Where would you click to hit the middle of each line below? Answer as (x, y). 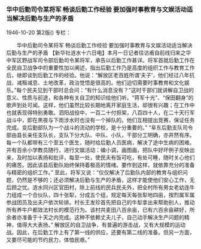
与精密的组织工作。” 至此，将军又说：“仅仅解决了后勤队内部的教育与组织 (95, 172)
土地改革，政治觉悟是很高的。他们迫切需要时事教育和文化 (113, 83)
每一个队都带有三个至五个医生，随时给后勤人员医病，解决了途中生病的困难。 (100, 142)
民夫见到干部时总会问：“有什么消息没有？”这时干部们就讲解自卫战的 (110, 90)
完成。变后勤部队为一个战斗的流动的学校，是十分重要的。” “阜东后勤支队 (95, 127)
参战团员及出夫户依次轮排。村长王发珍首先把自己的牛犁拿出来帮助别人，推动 (100, 202)
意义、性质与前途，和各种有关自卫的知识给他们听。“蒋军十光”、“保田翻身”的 (100, 98)
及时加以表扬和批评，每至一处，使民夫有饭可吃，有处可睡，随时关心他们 (106, 157)
